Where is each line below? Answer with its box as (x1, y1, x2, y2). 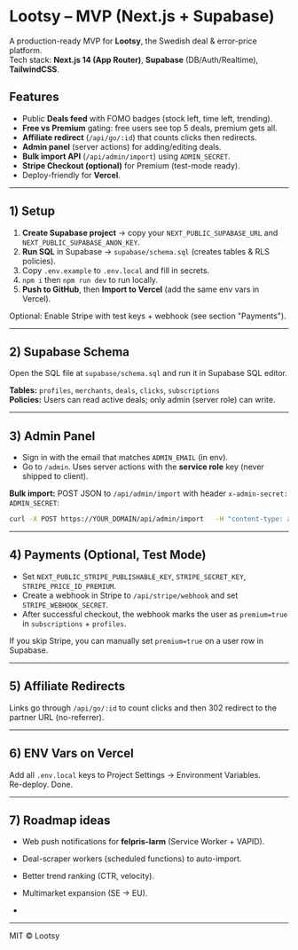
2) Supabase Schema (9, 344, 130, 359)
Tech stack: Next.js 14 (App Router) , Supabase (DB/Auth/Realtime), (9, 54, 259, 65)
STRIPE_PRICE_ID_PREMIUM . (21, 580, 117, 591)
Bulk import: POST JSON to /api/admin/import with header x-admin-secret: (9, 488, 288, 499)
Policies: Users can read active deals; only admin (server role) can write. (9, 395, 276, 405)
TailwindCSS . (9, 64, 60, 75)
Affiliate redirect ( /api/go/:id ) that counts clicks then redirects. (21, 131, 257, 143)
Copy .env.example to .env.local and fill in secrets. (21, 264, 210, 276)
